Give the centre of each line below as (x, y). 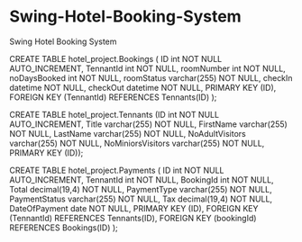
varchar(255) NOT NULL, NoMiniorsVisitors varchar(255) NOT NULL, (137, 143)
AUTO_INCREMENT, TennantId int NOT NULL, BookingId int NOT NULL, (142, 179)
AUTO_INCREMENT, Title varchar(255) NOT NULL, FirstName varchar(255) (149, 124)
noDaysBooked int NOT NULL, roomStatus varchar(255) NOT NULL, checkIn (151, 77)
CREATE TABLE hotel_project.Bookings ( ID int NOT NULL (116, 58)
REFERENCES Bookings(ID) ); (64, 228)
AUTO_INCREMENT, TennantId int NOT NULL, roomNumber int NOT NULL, (147, 68)
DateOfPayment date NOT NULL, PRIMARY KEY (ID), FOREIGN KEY (134, 208)
